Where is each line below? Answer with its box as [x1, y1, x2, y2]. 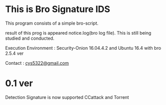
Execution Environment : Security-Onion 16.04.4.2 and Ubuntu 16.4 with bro [5, 45, 161, 51]
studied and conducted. [5, 35, 55, 41]
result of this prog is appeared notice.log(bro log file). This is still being [5, 30, 151, 36]
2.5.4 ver [5, 50, 24, 56]
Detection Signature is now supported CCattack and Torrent [5, 94, 129, 100]
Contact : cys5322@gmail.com [5, 60, 69, 66]
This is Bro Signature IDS [5, 4, 110, 15]
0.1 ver [5, 78, 33, 89]
